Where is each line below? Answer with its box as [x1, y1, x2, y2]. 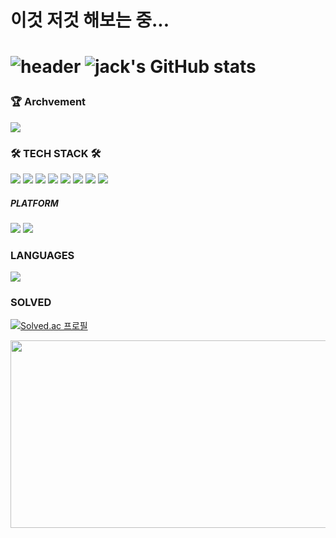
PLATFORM [10, 197, 59, 209]
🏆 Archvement [10, 95, 87, 109]
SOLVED [10, 296, 52, 310]
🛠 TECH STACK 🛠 [10, 146, 102, 160]
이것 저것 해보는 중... [10, 9, 170, 32]
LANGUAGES [10, 248, 75, 262]
